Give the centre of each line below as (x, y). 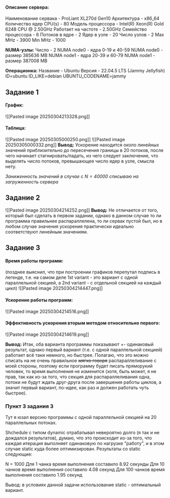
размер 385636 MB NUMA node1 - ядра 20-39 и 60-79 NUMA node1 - (80, 56)
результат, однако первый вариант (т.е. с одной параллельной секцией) (84, 350)
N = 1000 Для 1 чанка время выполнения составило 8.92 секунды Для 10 (85, 464)
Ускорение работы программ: (39, 300)
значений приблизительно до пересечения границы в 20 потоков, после (84, 150)
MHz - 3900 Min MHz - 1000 (36, 40)
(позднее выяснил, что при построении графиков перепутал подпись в (83, 272)
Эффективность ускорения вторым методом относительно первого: (83, 323)
